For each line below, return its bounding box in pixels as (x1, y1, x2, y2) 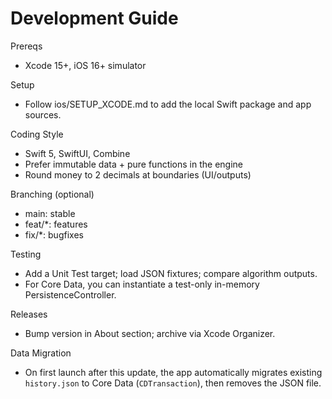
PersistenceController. (24, 288, 117, 301)
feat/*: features (24, 218, 88, 230)
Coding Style (10, 128, 64, 140)
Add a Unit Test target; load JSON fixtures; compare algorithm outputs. (24, 267, 318, 279)
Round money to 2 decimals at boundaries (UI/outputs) (24, 168, 252, 181)
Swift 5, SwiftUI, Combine (24, 147, 131, 159)
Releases (10, 308, 48, 320)
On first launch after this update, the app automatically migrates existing (24, 366, 323, 378)
